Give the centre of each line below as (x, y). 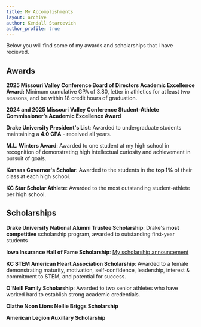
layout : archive (26, 17)
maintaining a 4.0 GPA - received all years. (59, 134)
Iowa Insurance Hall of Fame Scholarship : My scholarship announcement (98, 252)
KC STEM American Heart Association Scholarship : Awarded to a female (97, 263)
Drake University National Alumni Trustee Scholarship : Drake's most (93, 227)
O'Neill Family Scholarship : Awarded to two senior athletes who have (92, 288)
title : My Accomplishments (40, 12)
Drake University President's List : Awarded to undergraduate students (94, 128)
